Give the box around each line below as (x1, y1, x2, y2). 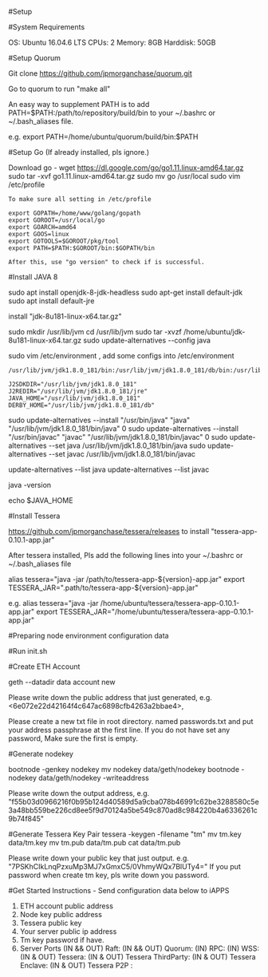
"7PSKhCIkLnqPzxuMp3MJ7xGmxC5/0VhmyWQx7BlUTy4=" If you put (8, 862, 241, 871)
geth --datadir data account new (8, 678, 116, 686)
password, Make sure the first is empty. (8, 734, 138, 743)
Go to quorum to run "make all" (8, 84, 111, 93)
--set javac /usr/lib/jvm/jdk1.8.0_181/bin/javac (48, 449, 196, 458)
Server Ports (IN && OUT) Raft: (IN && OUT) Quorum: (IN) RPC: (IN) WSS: (19, 943, 260, 953)
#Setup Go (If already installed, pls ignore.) (8, 148, 150, 156)
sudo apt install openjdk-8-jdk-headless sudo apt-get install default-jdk (8, 287, 243, 297)
